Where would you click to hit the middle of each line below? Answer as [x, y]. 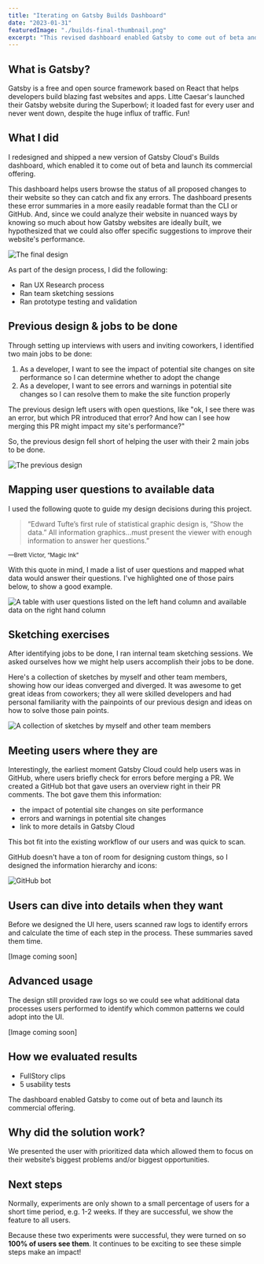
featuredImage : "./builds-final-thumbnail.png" [88, 30]
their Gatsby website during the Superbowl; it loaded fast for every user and [131, 105]
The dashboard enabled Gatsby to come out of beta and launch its [115, 1100]
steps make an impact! [45, 1252]
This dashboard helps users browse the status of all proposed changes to [127, 189]
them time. [26, 941]
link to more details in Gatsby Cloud [77, 826]
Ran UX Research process [62, 285]
